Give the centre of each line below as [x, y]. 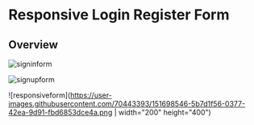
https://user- [91, 95]
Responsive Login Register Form [119, 15]
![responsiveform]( [40, 95]
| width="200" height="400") [162, 112]
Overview [33, 45]
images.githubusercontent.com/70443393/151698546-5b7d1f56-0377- [127, 104]
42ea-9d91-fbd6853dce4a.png [60, 112]
